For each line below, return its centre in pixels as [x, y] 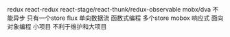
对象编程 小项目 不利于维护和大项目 [57, 26]
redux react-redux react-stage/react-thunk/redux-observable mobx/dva [109, 9]
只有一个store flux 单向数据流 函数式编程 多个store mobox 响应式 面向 [125, 18]
